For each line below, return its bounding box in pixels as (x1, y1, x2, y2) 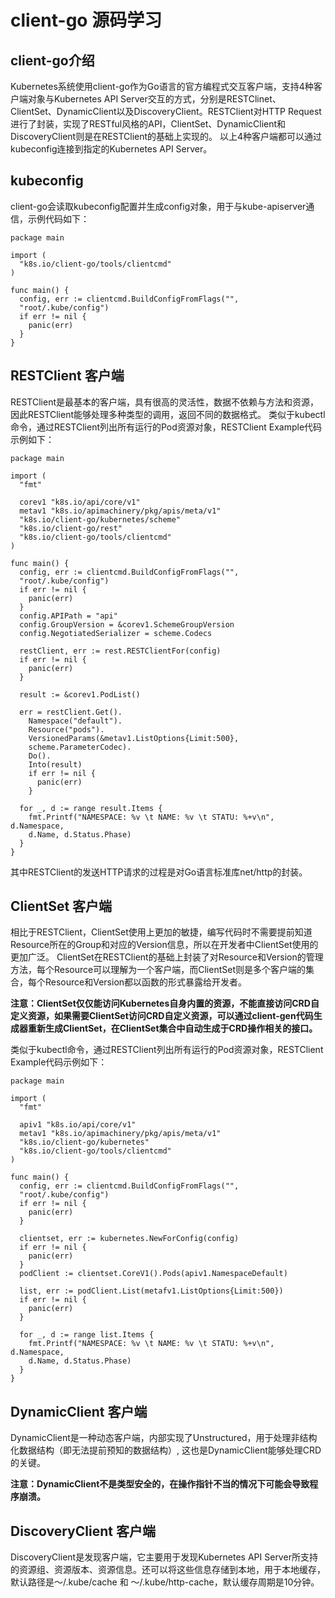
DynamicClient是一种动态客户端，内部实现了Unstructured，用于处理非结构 (10, 1432, 318, 1444)
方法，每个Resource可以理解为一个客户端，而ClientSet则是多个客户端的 (10, 964, 306, 976)
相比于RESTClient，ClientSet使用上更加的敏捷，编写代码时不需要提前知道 (10, 926, 313, 938)
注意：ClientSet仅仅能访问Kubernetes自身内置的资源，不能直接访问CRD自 (10, 997, 320, 1010)
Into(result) (28, 759, 83, 770)
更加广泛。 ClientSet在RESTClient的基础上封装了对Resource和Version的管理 (10, 951, 324, 963)
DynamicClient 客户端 (10, 1403, 148, 1420)
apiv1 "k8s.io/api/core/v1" (19, 1120, 137, 1130)
